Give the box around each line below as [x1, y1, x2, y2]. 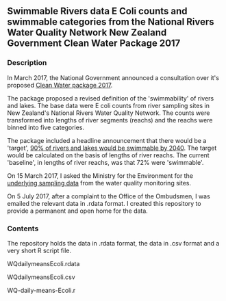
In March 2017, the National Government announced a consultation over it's [7, 73, 219, 81]
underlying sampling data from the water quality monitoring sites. [7, 179, 192, 187]
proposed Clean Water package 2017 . [7, 81, 113, 89]
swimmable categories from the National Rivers [7, 16, 214, 28]
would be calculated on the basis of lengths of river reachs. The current [7, 150, 210, 159]
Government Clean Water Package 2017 [7, 38, 181, 49]
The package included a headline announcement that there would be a [7, 136, 207, 144]
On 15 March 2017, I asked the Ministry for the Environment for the [7, 171, 194, 180]
